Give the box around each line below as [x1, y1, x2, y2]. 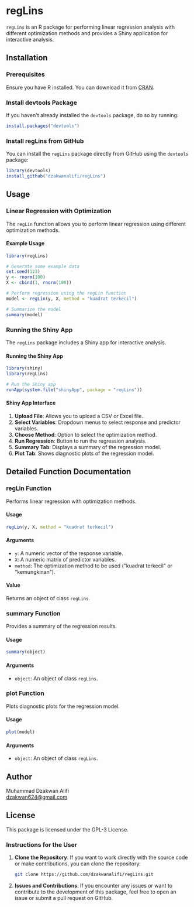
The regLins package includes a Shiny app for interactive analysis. [6, 338, 167, 346]
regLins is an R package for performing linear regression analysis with [6, 23, 175, 30]
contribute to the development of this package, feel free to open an [14, 888, 176, 895]
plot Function [6, 689, 45, 697]
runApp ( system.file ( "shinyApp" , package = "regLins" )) [6, 386, 143, 393]
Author [6, 772, 32, 782]
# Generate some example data [6, 263, 80, 269]
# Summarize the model [6, 306, 61, 312]
